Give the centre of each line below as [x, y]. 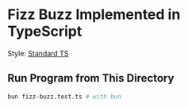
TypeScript [45, 31]
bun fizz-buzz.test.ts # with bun [65, 97]
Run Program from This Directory [91, 78]
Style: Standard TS [38, 53]
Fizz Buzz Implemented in [94, 15]
